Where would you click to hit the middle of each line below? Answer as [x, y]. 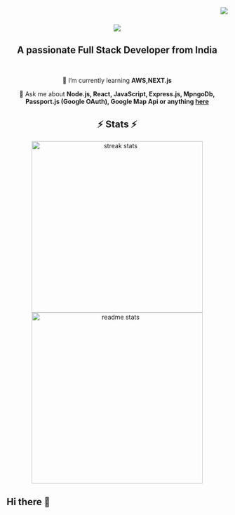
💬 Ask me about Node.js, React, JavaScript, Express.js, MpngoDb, [117, 94]
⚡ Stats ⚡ [117, 125]
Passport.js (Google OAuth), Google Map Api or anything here [117, 102]
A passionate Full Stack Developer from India [117, 50]
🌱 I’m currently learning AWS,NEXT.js [117, 80]
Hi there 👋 [28, 502]
